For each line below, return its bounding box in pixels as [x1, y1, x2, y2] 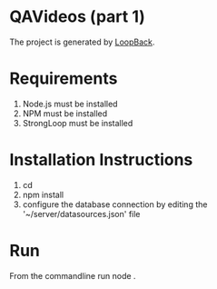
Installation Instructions [9, 150, 193, 170]
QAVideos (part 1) [9, 6, 145, 27]
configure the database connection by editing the [22, 198, 208, 210]
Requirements [9, 68, 118, 89]
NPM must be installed [22, 107, 108, 119]
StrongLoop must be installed [22, 117, 133, 128]
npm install [22, 189, 64, 200]
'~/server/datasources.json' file [22, 208, 141, 219]
